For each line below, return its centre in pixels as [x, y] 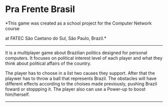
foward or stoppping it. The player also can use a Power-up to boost [75, 89]
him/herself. [17, 94]
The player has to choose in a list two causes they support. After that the [80, 73]
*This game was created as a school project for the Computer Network [78, 23]
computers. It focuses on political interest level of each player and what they [84, 58]
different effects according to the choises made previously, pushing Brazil [81, 83]
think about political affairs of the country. [48, 63]
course [12, 28]
